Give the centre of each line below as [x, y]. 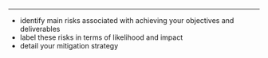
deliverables [40, 29]
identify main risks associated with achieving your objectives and [127, 20]
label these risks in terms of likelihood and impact [101, 37]
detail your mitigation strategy [69, 46]
